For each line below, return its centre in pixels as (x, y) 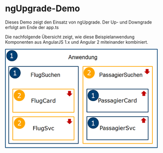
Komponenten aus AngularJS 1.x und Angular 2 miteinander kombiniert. (77, 42)
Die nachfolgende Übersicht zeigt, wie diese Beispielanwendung (70, 37)
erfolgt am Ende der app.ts (32, 27)
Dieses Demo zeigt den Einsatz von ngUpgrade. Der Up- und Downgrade (79, 22)
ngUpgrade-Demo (43, 9)
